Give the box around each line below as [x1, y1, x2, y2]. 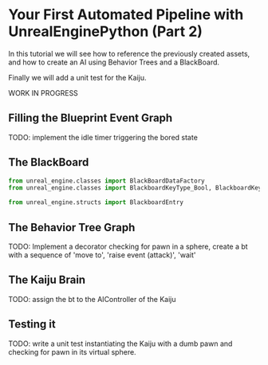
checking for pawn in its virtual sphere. [8, 347, 137, 356]
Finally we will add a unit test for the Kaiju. [8, 73, 147, 82]
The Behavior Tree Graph [8, 221, 136, 234]
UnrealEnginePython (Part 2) [8, 22, 203, 41]
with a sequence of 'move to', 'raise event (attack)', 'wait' [8, 250, 197, 260]
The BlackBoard [8, 155, 89, 169]
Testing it [8, 317, 56, 332]
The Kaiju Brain [8, 273, 86, 287]
